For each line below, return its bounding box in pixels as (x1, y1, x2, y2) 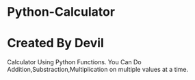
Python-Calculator (7, 4, 115, 20)
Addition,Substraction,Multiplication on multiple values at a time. (7, 66, 189, 74)
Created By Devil (7, 36, 104, 51)
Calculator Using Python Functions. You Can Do (7, 58, 142, 66)
